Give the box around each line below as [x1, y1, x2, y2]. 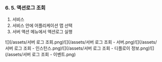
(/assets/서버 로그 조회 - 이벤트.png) [5, 52, 76, 58]
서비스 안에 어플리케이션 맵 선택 [12, 23, 72, 29]
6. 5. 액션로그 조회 [5, 4, 46, 11]
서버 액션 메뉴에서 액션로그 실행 [12, 29, 72, 35]
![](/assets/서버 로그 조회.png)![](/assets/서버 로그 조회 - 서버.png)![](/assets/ [5, 39, 157, 45]
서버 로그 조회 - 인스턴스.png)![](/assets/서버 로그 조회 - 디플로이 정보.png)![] [5, 45, 155, 51]
